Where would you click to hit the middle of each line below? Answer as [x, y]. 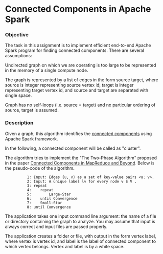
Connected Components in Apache [78, 9]
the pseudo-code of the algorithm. [40, 168]
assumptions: [19, 56]
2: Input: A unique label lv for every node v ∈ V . [82, 181]
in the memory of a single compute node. [47, 70]
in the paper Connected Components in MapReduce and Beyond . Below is [80, 163]
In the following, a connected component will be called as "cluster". [73, 148]
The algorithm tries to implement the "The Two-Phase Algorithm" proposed [81, 158]
